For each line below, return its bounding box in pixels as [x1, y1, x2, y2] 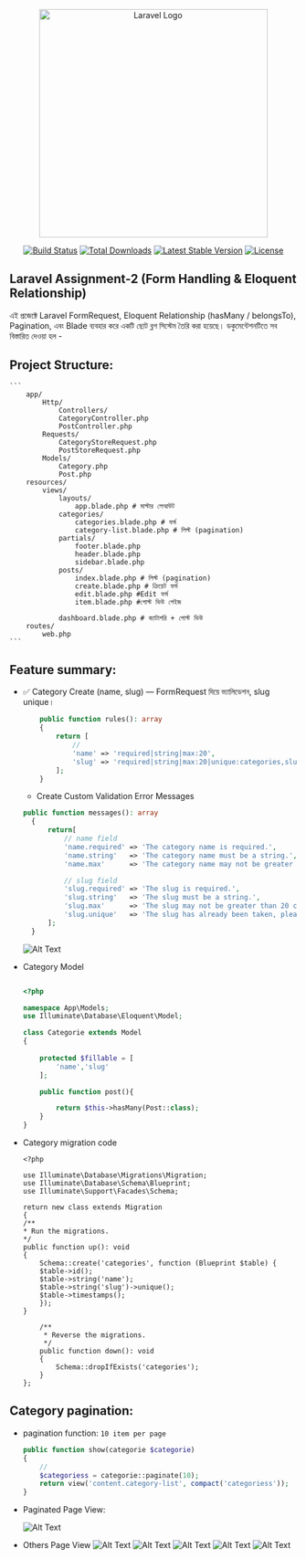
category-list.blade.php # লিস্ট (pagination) [74, 525, 244, 534]
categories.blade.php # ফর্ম [74, 517, 176, 527]
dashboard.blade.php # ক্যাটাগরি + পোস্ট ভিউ [58, 613, 204, 623]
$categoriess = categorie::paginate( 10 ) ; [39, 1470, 199, 1480]
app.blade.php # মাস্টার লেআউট [74, 501, 175, 511]
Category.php [58, 461, 108, 470]
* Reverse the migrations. [43, 1331, 146, 1340]
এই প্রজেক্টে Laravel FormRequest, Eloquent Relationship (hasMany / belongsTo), [9, 310, 297, 321]
